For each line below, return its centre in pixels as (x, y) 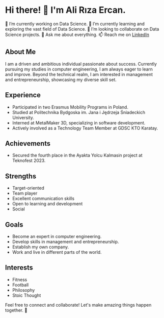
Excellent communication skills (43, 199)
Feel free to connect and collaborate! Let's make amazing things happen (78, 305)
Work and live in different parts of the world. (57, 252)
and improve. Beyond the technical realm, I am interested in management (79, 74)
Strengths (21, 176)
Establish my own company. (41, 247)
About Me (20, 52)
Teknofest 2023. (29, 160)
